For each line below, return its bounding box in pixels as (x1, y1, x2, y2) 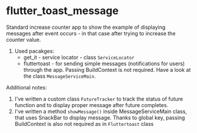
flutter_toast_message (6, 4, 119, 18)
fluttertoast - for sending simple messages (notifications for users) (23, 60, 185, 67)
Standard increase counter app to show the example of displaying (6, 24, 166, 31)
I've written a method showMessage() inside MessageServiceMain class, (14, 108, 187, 115)
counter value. (6, 36, 41, 43)
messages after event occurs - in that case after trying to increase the (6, 29, 176, 36)
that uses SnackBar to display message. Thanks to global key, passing (14, 114, 185, 121)
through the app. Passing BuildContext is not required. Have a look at (23, 66, 191, 73)
